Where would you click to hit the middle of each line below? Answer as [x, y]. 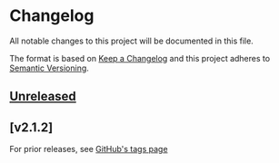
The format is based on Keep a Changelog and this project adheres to [140, 58]
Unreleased [43, 96]
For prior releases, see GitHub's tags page [89, 149]
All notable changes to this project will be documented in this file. [132, 41]
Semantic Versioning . [49, 68]
